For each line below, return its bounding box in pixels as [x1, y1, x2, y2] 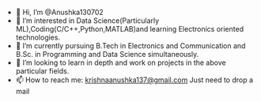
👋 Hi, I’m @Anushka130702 [15, 8, 104, 17]
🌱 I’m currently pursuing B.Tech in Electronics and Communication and [15, 41, 246, 51]
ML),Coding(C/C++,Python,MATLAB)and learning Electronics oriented [15, 25, 244, 33]
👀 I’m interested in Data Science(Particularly [15, 16, 160, 25]
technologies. [15, 32, 61, 42]
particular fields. [15, 66, 70, 75]
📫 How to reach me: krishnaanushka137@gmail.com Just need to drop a [15, 75, 254, 85]
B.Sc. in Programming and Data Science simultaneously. [15, 50, 199, 59]
